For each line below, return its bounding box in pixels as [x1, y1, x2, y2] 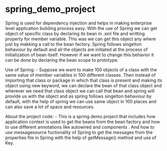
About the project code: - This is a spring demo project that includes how [5, 113, 156, 119]
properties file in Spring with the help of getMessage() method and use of [5, 135, 157, 141]
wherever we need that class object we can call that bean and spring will [5, 88, 155, 94]
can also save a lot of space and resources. [5, 104, 95, 110]
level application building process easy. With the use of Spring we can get [5, 25, 157, 31]
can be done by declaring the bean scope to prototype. [5, 57, 119, 63]
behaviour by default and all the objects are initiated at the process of [5, 46, 148, 52]
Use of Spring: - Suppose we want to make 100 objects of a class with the [5, 66, 157, 73]
